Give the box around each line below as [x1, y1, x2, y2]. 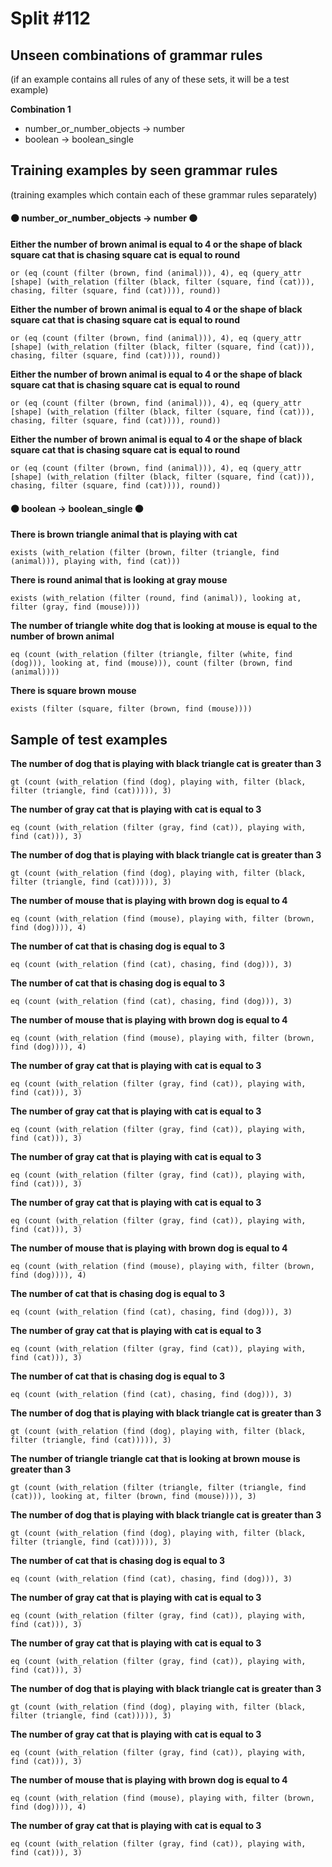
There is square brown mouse [10, 685, 137, 697]
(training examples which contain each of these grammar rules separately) [10, 188, 318, 201]
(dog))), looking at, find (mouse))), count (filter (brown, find [10, 658, 293, 669]
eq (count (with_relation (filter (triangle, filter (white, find [10, 650, 293, 660]
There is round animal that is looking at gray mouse [10, 574, 228, 586]
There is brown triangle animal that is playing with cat [10, 528, 238, 541]
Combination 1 [10, 103, 72, 115]
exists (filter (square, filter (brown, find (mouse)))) [10, 704, 253, 714]
